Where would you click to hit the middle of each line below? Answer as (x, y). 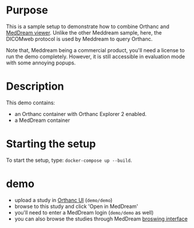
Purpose (27, 10)
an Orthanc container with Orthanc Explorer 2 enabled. (81, 114)
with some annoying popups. (41, 63)
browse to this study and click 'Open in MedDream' (76, 206)
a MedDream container (42, 120)
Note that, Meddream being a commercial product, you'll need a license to (96, 50)
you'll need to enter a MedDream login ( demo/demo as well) (84, 212)
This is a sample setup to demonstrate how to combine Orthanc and (88, 26)
